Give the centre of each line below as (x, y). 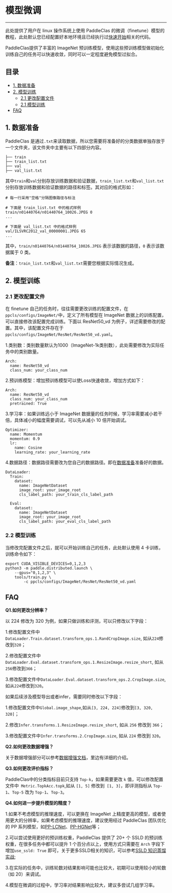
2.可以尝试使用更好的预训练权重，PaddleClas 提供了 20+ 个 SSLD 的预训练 (84, 838)
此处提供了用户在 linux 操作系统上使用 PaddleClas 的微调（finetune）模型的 (85, 30)
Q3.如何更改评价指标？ (29, 768)
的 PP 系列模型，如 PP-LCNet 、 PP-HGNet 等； (53, 827)
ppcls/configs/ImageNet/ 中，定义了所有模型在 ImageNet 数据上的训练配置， (86, 315)
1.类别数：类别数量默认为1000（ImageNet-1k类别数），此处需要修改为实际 (83, 345)
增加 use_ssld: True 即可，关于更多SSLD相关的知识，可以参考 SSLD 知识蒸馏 (86, 850)
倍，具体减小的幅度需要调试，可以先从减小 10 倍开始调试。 (67, 420)
